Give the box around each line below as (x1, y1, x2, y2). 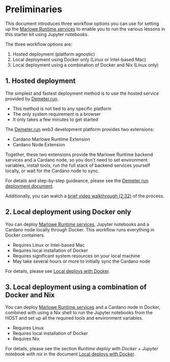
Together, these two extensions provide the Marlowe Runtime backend (5, 151, 153, 158)
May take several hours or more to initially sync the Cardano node (12, 258, 151, 264)
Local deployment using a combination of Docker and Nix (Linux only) (12, 62, 159, 68)
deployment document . (5, 183, 54, 189)
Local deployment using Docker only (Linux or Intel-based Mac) (12, 56, 146, 62)
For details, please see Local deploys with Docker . (5, 268, 110, 274)
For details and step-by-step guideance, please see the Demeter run (5, 177, 149, 184)
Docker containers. (5, 232, 45, 238)
